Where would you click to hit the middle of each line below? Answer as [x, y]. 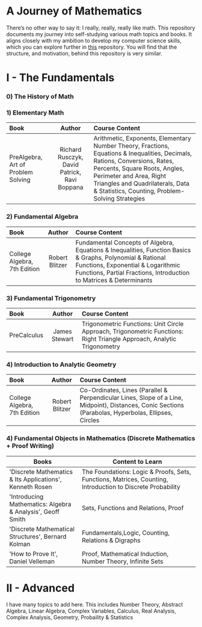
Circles [90, 420]
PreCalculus [26, 335]
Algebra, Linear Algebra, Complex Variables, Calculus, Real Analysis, [91, 611]
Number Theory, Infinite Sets [123, 561]
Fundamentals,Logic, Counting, [126, 532]
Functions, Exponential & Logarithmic [128, 265]
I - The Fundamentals [60, 78]
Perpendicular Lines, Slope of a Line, [131, 398]
